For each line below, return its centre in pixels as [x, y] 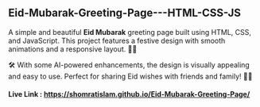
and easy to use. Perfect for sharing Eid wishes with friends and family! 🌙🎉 [130, 76]
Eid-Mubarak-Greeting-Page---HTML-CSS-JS [124, 13]
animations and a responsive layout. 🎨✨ [73, 49]
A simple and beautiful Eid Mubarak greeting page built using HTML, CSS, [130, 32]
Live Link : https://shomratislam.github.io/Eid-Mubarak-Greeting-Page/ [129, 94]
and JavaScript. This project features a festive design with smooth [117, 40]
